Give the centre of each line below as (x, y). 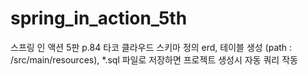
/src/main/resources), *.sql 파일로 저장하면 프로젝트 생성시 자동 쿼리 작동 (154, 59)
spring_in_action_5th (99, 18)
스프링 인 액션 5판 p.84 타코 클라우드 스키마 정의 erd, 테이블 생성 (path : (151, 47)
